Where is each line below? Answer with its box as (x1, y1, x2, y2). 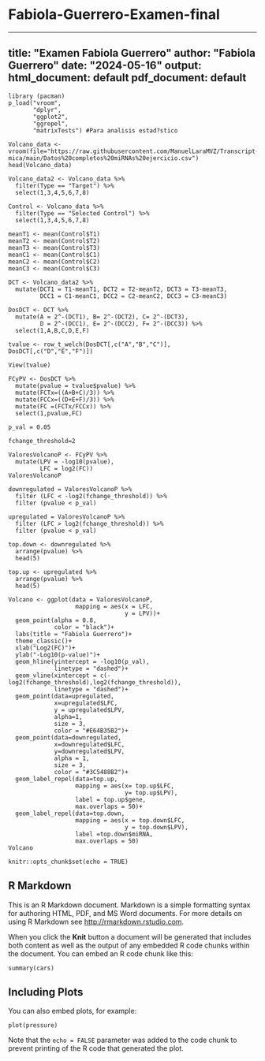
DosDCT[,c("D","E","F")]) (8, 347, 93, 356)
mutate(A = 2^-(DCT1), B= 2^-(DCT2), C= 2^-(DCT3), (15, 313, 189, 321)
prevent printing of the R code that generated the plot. (8, 1044, 184, 1053)
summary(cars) (8, 964, 55, 972)
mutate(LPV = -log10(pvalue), (15, 457, 114, 466)
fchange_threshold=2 (8, 437, 77, 445)
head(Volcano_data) (8, 161, 73, 169)
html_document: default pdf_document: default (8, 71, 247, 84)
